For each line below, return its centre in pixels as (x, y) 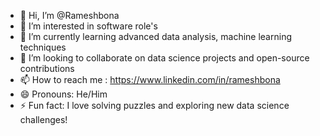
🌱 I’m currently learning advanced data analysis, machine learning (155, 36)
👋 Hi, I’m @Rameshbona (69, 15)
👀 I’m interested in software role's (88, 26)
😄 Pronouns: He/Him (63, 94)
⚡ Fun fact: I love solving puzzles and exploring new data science (154, 105)
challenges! (43, 119)
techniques (43, 47)
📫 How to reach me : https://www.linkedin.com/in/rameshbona (150, 79)
